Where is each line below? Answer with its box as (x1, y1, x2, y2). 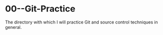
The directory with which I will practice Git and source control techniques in (5, 19, 158, 25)
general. (5, 24, 22, 30)
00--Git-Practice (5, 3, 76, 14)
